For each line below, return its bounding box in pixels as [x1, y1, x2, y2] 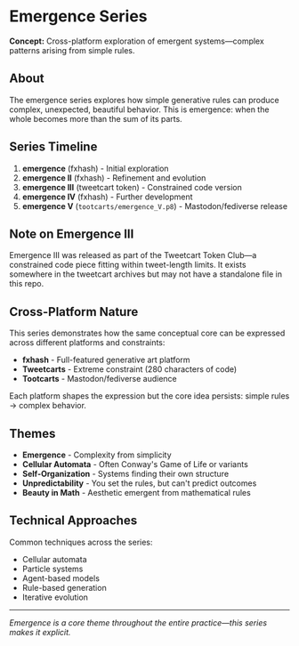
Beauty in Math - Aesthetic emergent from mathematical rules [21, 488, 251, 497]
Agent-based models [21, 572, 101, 584]
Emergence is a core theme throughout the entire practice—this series [9, 617, 268, 628]
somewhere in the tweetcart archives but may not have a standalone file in [9, 269, 283, 279]
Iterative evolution [21, 592, 89, 602]
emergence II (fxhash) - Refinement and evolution [21, 172, 206, 183]
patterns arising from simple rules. [9, 44, 135, 55]
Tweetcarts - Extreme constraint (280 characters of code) [21, 364, 238, 375]
